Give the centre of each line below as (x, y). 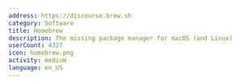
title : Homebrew (36, 30)
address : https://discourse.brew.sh (70, 16)
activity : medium (38, 61)
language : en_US (36, 68)
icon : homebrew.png (41, 53)
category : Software (41, 23)
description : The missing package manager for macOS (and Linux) (120, 38)
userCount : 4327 (36, 46)
